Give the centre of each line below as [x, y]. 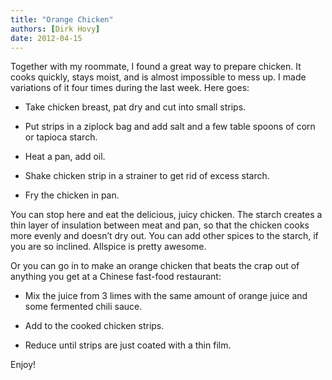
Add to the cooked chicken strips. [94, 326]
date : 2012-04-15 [46, 38]
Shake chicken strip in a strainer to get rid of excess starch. [147, 176]
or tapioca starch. [61, 137]
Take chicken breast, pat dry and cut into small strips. [135, 107]
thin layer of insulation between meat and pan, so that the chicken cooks [160, 225]
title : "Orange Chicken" [62, 19]
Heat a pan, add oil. [65, 157]
